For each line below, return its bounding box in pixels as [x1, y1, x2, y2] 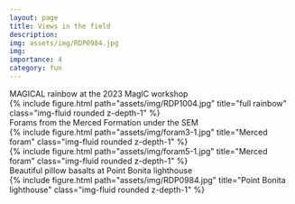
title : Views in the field [9, 22, 111, 31]
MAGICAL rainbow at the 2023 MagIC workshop [9, 88, 189, 99]
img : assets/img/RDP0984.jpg [9, 38, 119, 48]
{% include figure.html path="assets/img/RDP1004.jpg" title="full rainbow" [9, 97, 287, 108]
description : [9, 30, 59, 39]
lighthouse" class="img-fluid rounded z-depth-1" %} [9, 184, 206, 195]
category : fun [9, 64, 63, 73]
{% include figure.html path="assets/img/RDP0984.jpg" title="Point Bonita [9, 174, 286, 185]
